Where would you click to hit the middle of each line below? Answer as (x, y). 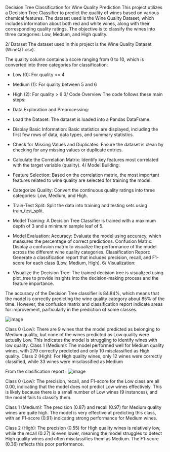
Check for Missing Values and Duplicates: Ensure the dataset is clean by (88, 144)
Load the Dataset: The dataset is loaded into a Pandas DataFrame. (81, 119)
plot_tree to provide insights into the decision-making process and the (86, 278)
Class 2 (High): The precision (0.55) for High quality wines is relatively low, (83, 428)
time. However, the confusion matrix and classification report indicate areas (84, 304)
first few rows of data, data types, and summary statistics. (73, 135)
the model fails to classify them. (38, 397)
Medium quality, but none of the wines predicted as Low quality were (77, 334)
